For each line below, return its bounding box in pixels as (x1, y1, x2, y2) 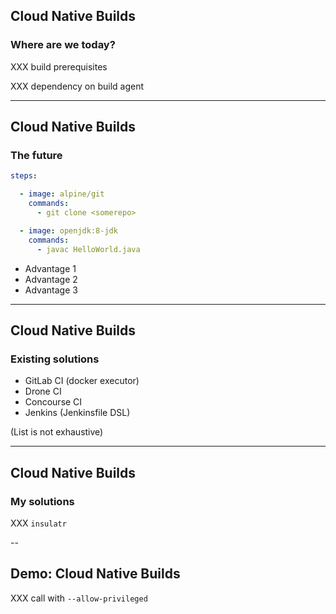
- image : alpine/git (19, 189, 105, 199)
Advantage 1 (24, 262, 77, 274)
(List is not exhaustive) (10, 426, 104, 438)
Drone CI (24, 385, 62, 398)
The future (10, 149, 63, 162)
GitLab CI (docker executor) (24, 375, 140, 387)
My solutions (10, 494, 75, 508)
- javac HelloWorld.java (36, 244, 141, 254)
